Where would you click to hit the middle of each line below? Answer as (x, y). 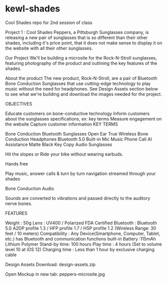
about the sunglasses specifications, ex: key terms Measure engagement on (83, 118)
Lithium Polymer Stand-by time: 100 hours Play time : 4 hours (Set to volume (83, 244)
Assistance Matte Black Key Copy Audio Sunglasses (59, 144)
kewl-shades (33, 9)
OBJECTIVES (19, 103)
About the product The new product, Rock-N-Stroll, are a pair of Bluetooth (82, 78)
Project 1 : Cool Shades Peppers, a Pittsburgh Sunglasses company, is (77, 32)
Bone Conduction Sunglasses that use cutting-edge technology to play (78, 83)
